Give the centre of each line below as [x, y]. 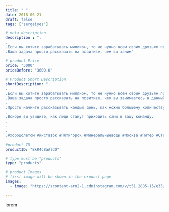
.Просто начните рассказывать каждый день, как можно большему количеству [85, 107]
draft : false [19, 19]
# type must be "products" [33, 158]
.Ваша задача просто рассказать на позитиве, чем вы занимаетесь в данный [85, 98]
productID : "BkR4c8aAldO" [32, 149]
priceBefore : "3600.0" [29, 70]
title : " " [17, 10]
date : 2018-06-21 [23, 15]
